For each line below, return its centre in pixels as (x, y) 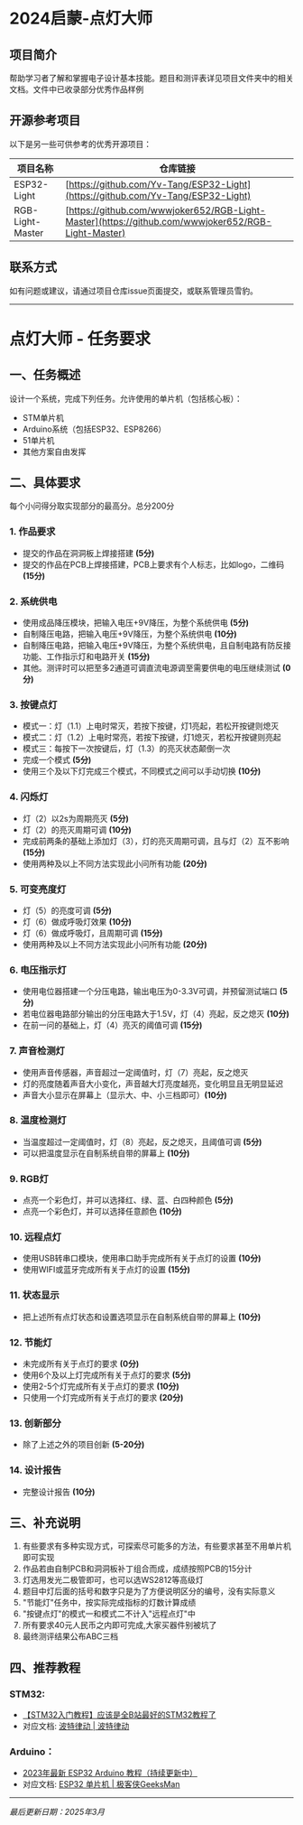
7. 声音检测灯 (37, 1051)
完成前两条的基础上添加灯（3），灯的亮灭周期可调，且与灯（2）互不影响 (156, 841)
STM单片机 (43, 417)
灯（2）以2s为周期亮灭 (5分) (75, 818)
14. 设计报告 (35, 1470)
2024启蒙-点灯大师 (81, 19)
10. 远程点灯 (35, 1237)
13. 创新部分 (35, 1423)
